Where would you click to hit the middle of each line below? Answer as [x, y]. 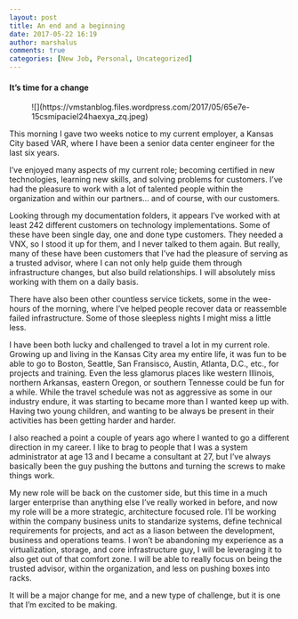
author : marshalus [43, 42]
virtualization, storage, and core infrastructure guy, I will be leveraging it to [145, 550]
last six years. [34, 153]
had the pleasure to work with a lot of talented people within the [126, 189]
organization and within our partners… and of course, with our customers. [145, 199]
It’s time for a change [49, 87]
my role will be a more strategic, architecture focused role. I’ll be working [143, 512]
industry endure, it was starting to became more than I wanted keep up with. [149, 402]
